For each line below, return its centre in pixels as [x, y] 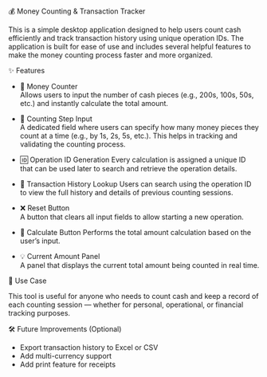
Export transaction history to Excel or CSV [89, 348]
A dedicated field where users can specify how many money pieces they [139, 127]
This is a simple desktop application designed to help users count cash [125, 29]
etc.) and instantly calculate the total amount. [94, 103]
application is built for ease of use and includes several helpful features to [130, 47]
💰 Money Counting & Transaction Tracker [77, 11]
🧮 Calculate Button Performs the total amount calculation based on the [135, 232]
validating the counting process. [73, 144]
